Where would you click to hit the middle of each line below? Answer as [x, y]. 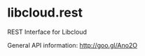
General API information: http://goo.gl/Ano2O [72, 45]
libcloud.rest [45, 13]
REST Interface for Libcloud [47, 32]
